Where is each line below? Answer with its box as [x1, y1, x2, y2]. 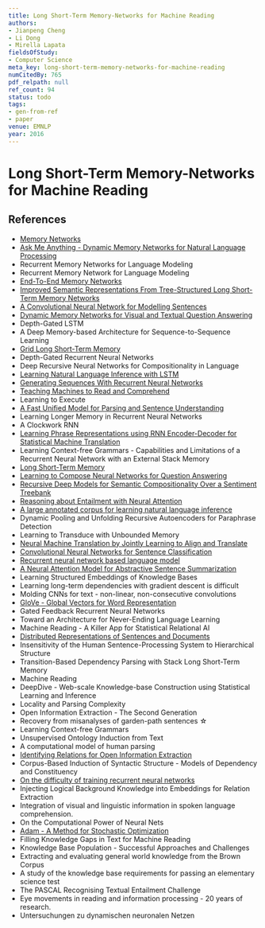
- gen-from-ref [8, 108, 59, 116]
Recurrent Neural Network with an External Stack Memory [19, 454, 210, 463]
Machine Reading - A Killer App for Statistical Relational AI [19, 622, 210, 633]
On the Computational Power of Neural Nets [19, 817, 164, 827]
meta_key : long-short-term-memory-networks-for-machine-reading [8, 64, 225, 72]
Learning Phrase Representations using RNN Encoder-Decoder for [19, 428, 237, 438]
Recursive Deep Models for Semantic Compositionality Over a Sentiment [19, 479, 257, 489]
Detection [19, 521, 52, 531]
